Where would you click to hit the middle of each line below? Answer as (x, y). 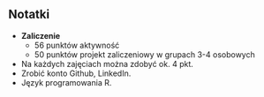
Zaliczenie (41, 35)
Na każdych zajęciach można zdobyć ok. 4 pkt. (107, 63)
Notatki (29, 15)
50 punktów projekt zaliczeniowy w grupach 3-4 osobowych (144, 54)
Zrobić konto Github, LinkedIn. (76, 73)
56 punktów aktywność (77, 45)
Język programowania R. (66, 82)
